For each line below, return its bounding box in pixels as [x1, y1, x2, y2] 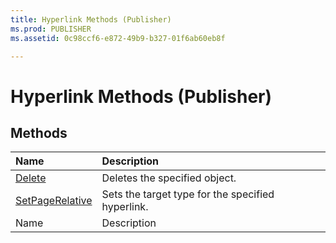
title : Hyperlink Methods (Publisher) [10, 14, 172, 25]
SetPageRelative [15, 194, 93, 208]
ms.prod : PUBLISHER [10, 24, 92, 34]
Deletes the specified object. [101, 171, 237, 185]
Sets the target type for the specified [101, 187, 275, 201]
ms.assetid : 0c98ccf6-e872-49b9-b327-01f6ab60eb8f [10, 33, 226, 43]
